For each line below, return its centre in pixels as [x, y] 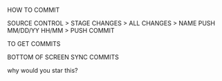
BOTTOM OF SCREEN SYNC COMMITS [63, 57]
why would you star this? [43, 70]
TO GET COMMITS [34, 44]
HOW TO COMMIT [34, 10]
